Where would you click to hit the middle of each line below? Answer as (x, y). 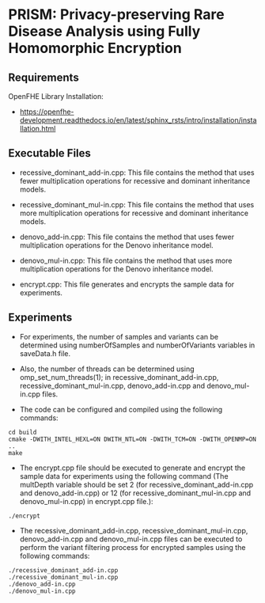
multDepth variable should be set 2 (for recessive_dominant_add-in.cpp (136, 484)
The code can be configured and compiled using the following (121, 409)
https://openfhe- (47, 112)
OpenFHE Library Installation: (56, 96)
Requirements (44, 77)
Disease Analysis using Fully (104, 31)
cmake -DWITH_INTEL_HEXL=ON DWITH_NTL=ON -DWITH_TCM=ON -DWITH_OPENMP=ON (132, 439)
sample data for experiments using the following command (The (124, 476)
